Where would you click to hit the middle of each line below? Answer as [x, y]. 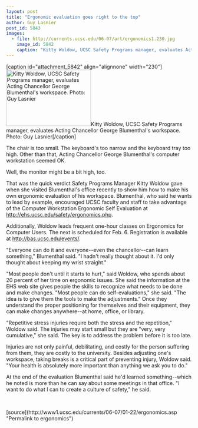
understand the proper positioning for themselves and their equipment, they [98, 305]
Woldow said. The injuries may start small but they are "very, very [86, 329]
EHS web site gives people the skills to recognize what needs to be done [94, 286]
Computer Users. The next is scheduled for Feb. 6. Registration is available [97, 232]
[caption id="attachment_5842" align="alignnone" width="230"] [84, 67]
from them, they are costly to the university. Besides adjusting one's [89, 353]
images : [16, 34]
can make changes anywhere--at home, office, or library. [76, 311]
